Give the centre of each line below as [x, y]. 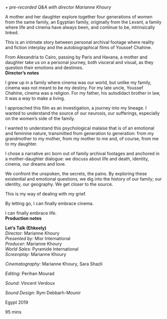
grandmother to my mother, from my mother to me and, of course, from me [82, 139]
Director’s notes [22, 73]
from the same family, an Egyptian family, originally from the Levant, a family [83, 22]
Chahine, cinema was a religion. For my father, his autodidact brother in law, [83, 93]
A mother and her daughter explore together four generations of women [79, 17]
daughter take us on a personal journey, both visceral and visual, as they [80, 62]
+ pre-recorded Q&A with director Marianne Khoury [58, 7]
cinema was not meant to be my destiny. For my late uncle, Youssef [74, 88]
